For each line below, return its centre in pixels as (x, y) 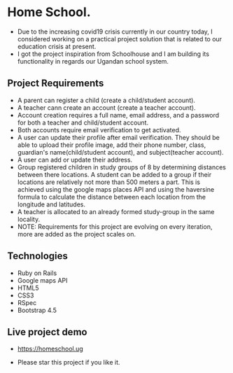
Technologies (38, 256)
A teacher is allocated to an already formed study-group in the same (116, 211)
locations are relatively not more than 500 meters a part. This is (109, 182)
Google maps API (42, 280)
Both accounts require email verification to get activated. (99, 129)
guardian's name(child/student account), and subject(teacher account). (120, 152)
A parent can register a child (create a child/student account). (106, 100)
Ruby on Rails (37, 273)
